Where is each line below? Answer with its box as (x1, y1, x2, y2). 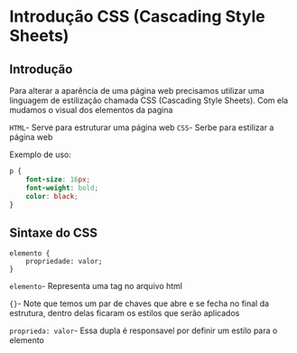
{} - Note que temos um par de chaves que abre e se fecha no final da (9, 298, 269, 309)
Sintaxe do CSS (9, 225, 97, 240)
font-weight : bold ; (25, 183, 99, 192)
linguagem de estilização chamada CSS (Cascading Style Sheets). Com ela (9, 95, 289, 106)
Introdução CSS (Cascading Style (9, 6, 265, 27)
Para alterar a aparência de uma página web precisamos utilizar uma (9, 86, 265, 96)
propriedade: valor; (25, 257, 103, 266)
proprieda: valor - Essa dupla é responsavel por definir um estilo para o (9, 325, 278, 336)
